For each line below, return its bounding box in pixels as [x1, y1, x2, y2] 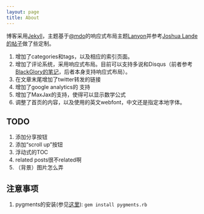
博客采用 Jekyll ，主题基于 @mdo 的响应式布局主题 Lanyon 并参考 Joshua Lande [6, 32, 198, 40]
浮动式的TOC [15, 149, 49, 156]
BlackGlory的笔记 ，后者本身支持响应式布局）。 [15, 68, 131, 75]
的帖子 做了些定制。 [6, 40, 55, 47]
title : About [6, 15, 40, 21]
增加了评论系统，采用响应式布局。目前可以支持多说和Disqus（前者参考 [15, 60, 193, 68]
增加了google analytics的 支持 [15, 83, 91, 90]
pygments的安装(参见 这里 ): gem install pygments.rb [15, 201, 147, 208]
